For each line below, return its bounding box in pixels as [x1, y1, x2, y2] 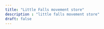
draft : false [5, 16, 32, 21]
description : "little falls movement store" [5, 12, 100, 17]
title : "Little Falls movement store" [5, 7, 84, 12]
